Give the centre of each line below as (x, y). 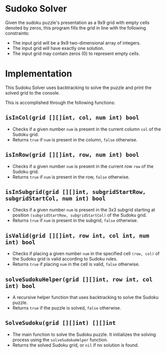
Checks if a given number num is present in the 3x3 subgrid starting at (84, 210)
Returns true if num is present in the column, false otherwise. (75, 139)
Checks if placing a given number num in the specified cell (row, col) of (86, 253)
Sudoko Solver (36, 9)
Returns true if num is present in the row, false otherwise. (71, 177)
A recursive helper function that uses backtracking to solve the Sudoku (85, 297)
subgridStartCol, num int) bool (56, 198)
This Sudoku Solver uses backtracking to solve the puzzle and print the (79, 87)
